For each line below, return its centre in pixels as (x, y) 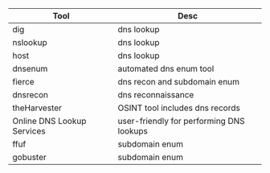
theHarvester (37, 108)
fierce (23, 82)
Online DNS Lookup (49, 121)
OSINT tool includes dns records (179, 108)
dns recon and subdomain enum (178, 82)
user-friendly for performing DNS (181, 121)
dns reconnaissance (156, 95)
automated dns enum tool (166, 69)
